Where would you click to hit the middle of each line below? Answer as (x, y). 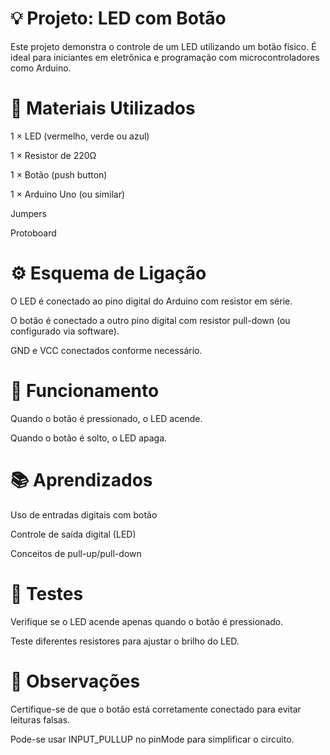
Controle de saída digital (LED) (73, 534)
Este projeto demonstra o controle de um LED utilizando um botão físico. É (163, 46)
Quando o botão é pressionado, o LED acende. (106, 418)
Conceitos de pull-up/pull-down (76, 553)
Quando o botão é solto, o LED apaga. (89, 438)
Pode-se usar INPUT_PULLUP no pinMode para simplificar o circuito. (152, 739)
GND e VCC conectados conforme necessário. (106, 350)
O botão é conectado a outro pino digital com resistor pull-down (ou (150, 320)
